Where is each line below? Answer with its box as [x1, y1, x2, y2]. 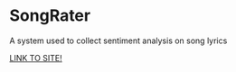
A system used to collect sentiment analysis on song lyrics [9, 35, 228, 46]
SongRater [9, 5, 91, 26]
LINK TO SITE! [9, 52, 63, 63]
